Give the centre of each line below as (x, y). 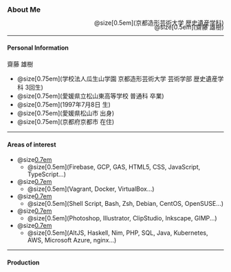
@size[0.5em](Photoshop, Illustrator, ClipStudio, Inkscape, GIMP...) (122, 218)
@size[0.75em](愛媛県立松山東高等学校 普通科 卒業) (90, 96)
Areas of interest (32, 144)
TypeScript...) (47, 174)
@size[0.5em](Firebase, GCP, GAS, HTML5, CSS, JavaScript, (114, 167)
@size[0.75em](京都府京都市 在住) (66, 122)
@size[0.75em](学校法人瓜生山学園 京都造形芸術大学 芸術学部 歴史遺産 (117, 79)
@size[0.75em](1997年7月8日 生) (64, 105)
